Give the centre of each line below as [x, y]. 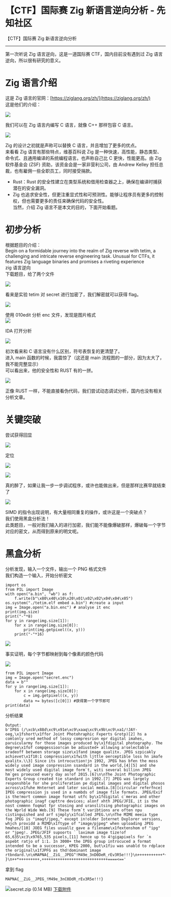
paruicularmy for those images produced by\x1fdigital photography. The [84, 743]
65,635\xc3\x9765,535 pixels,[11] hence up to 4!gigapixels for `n [78, 837]
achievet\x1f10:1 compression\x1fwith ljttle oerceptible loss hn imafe [84, 757]
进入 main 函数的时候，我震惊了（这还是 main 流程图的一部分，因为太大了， [85, 358]
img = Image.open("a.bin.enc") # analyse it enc [58, 607]
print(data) [18, 705]
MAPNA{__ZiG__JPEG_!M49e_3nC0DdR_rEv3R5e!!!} [54, 879]
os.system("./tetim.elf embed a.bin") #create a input [65, 603]
